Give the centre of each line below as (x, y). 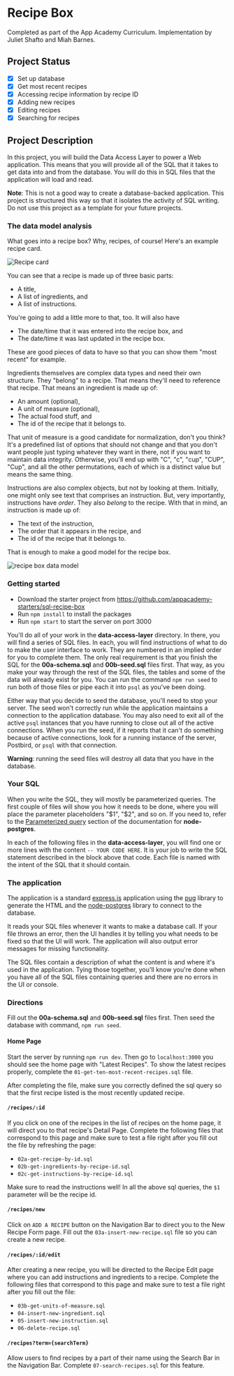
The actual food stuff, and (54, 417)
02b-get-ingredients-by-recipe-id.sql (74, 1166)
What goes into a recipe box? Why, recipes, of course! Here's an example (113, 241)
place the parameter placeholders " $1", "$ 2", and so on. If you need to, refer (117, 814)
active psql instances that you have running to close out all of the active (111, 723)
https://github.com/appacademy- (165, 599)
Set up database (41, 78)
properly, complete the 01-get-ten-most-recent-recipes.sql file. (100, 1071)
